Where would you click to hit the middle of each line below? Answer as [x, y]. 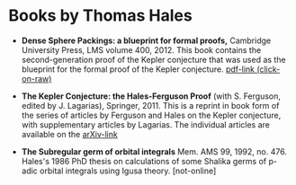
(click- [269, 69]
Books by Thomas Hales [100, 16]
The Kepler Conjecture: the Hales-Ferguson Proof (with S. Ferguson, [151, 96]
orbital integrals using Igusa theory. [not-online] [128, 171]
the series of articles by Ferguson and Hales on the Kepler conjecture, [151, 115]
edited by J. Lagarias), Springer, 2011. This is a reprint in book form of [150, 105]
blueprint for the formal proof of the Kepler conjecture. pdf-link [138, 69]
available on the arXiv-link [69, 134]
